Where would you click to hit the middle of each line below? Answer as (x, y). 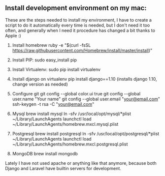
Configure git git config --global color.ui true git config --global (76, 93)
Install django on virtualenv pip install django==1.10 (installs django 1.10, (84, 79)
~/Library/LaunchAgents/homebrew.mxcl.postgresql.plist (70, 144)
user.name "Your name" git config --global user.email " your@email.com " (86, 99)
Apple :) (13, 35)
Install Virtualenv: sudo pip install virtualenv (56, 69)
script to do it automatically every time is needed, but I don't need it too (78, 25)
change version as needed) (40, 84)
